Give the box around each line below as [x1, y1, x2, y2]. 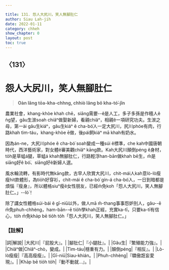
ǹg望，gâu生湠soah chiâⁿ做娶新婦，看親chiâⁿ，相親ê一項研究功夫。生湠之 [5, 117, 161, 123]
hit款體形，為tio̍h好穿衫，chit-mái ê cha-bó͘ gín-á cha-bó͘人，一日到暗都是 [9, 177, 164, 183]
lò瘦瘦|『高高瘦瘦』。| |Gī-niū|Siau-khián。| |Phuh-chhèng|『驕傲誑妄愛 [5, 252, 155, 258]
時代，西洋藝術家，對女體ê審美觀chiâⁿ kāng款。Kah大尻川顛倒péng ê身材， [5, 147, 164, 153]
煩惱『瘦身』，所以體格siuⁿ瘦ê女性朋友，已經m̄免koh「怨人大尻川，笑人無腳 [5, 183, 163, 189]
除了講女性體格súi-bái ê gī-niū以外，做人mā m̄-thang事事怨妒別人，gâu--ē [5, 200, 161, 206]
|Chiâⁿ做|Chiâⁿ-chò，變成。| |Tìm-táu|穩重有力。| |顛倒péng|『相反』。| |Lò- [5, 246, 164, 252]
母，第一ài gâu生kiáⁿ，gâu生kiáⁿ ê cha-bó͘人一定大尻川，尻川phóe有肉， [5, 123, 157, 129]
